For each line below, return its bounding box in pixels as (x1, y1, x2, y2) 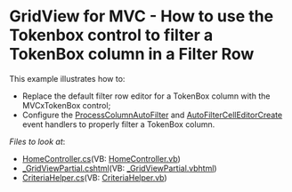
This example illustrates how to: (9, 73, 126, 84)
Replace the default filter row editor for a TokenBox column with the (21, 91, 271, 101)
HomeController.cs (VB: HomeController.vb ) (21, 153, 181, 164)
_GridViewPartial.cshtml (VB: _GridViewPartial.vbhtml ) (21, 163, 217, 173)
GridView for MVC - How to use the (9, 6, 274, 27)
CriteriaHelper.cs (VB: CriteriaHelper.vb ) (21, 172, 167, 183)
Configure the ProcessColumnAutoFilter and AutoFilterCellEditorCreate (21, 109, 283, 120)
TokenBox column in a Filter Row (9, 44, 255, 64)
